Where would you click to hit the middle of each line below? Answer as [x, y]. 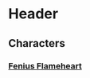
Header [33, 14]
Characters [37, 43]
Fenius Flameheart [45, 66]
